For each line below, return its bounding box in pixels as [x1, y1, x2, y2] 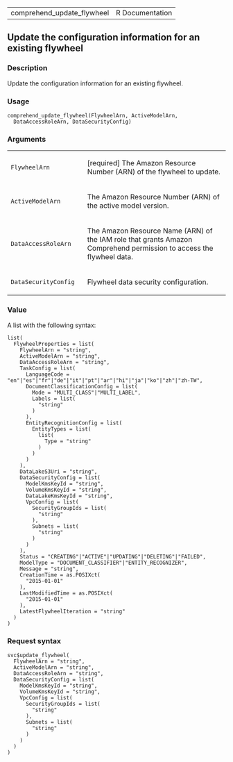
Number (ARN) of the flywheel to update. [87, 167, 221, 176]
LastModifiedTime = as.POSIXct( [19, 590, 113, 597]
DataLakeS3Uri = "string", [19, 468, 98, 475]
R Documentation [115, 8, 173, 17]
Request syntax [7, 636, 61, 645]
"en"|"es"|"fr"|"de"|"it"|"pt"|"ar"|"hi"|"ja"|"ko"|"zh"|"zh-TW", [7, 376, 203, 384]
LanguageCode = [25, 371, 70, 378]
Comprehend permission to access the [87, 243, 214, 253]
